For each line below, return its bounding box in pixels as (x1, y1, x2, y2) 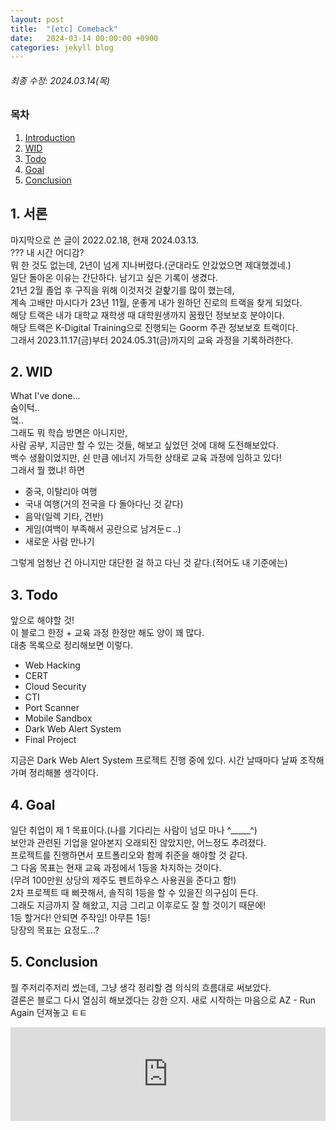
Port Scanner (24, 702, 80, 714)
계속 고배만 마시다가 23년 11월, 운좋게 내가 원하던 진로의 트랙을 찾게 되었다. (10, 296, 303, 308)
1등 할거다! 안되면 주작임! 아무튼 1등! (10, 912, 151, 924)
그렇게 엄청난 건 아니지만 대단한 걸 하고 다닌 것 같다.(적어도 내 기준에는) (10, 557, 288, 569)
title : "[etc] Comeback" (10, 24, 118, 34)
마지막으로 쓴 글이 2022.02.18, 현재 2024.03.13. (10, 234, 199, 246)
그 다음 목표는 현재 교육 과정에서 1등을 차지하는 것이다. (10, 862, 222, 874)
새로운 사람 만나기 (24, 536, 95, 548)
